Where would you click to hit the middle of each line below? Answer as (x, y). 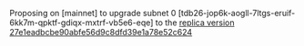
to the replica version (195, 23)
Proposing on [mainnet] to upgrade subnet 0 (93, 13)
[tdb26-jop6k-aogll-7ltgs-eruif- (237, 13)
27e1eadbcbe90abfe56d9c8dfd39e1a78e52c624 (101, 32)
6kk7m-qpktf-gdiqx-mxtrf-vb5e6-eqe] (81, 23)
